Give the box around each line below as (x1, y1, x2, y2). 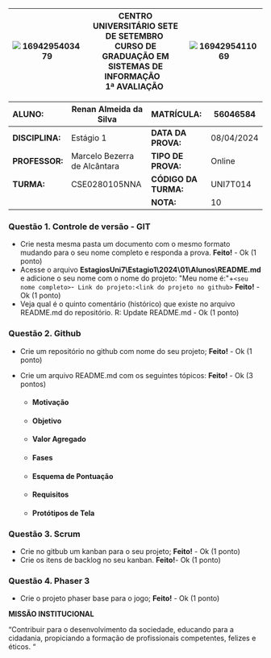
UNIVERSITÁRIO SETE (92, 20, 179, 31)
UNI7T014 (211, 179, 252, 189)
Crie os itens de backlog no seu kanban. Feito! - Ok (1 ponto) (19, 556, 222, 565)
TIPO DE (151, 151, 184, 161)
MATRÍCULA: (151, 109, 202, 119)
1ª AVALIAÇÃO (105, 81, 164, 92)
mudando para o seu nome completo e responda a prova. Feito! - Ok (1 (19, 248, 256, 257)
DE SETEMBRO (105, 31, 164, 41)
